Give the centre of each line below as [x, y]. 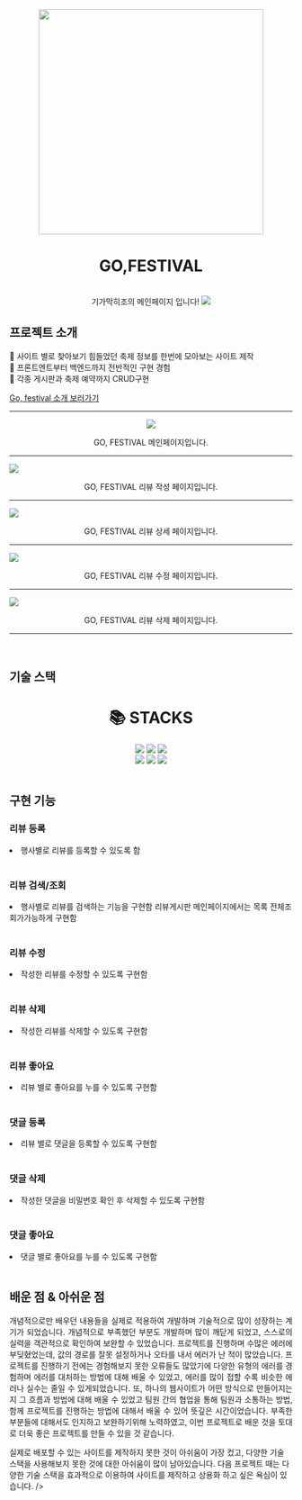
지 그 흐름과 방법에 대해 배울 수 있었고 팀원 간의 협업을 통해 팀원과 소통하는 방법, [151, 1399]
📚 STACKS [151, 718]
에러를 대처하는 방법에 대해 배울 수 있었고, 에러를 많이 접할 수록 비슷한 [158, 1377]
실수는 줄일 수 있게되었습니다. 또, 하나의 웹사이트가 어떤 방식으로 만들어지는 [160, 1388]
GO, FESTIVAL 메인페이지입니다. [151, 442]
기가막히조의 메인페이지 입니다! [146, 302]
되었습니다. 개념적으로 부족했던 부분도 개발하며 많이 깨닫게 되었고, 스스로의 [160, 1332]
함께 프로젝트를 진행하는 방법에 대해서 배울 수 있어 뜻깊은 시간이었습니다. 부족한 [151, 1410]
